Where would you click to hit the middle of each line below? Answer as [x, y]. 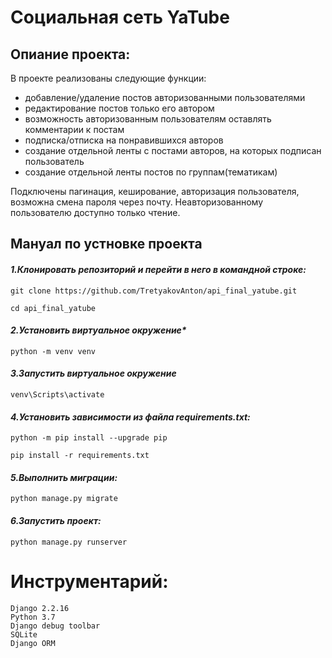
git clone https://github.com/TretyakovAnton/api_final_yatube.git [154, 291]
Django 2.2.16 [40, 608]
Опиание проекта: [70, 54]
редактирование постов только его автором [119, 108]
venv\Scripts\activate [57, 395]
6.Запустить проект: [56, 520]
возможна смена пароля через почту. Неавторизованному [137, 202]
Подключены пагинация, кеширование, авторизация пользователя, [155, 191]
